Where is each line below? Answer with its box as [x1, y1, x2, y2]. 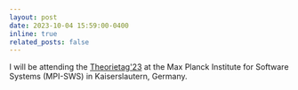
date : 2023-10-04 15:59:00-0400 [9, 21, 129, 30]
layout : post [9, 12, 58, 22]
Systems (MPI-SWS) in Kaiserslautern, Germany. [9, 71, 189, 82]
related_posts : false [9, 37, 90, 47]
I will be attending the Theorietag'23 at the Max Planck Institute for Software [9, 62, 289, 72]
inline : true [9, 29, 58, 38]
